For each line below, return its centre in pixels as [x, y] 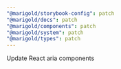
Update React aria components [51, 58]
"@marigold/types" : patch [43, 39]
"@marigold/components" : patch [51, 26]
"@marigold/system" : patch [45, 32]
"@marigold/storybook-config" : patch [60, 13]
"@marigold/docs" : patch [42, 20]
